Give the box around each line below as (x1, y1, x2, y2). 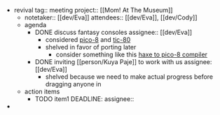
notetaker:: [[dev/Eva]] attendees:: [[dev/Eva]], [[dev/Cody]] (24, 13, 198, 22)
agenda (24, 21, 47, 29)
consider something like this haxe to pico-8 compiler (55, 50, 208, 59)
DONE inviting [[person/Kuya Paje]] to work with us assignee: (34, 58, 212, 66)
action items (24, 87, 60, 95)
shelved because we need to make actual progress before (45, 72, 214, 81)
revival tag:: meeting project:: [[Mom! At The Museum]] (13, 6, 173, 14)
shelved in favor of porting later (45, 43, 137, 51)
